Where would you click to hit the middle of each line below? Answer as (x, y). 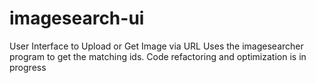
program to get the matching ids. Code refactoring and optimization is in (158, 56)
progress (28, 67)
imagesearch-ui (77, 18)
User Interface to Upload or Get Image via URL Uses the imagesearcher (156, 46)
